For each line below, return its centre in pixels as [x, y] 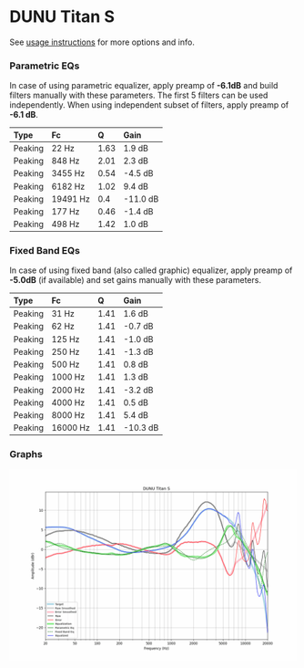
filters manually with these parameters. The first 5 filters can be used [139, 95]
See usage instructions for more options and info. [102, 42]
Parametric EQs [45, 66]
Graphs [26, 454]
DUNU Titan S [62, 17]
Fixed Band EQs [45, 250]
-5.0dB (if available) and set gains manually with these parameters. [136, 280]
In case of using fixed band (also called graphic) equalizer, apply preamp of [151, 270]
